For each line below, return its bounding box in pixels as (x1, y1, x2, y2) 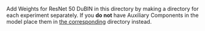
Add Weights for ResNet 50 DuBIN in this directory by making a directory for (6, 5, 199, 12)
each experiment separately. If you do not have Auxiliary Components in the (6, 12, 199, 19)
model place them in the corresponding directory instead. (6, 18, 152, 25)
